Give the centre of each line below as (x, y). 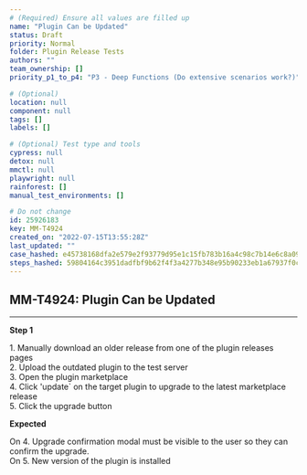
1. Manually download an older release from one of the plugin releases (142, 348)
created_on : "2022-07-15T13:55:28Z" (79, 237)
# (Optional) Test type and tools (75, 144)
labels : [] (30, 128)
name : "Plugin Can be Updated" (69, 26)
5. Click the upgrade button (61, 406)
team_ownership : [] (47, 69)
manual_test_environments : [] (67, 195)
